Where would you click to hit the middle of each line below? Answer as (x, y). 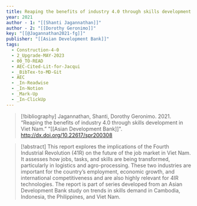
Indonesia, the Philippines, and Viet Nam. (70, 197)
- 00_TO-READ (27, 61)
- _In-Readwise (30, 83)
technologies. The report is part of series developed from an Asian (101, 184)
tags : (13, 45)
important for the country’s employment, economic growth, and (98, 171)
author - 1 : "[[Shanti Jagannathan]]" (54, 22)
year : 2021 (19, 17)
